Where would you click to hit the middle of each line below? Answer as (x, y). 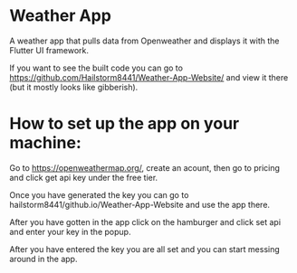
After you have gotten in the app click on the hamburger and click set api (145, 221)
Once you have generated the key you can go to (99, 194)
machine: (45, 143)
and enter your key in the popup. (70, 231)
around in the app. (43, 259)
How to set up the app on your (125, 124)
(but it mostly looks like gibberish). (74, 87)
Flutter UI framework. (49, 50)
